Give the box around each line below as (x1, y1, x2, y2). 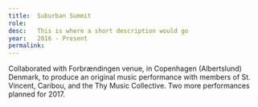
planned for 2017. (8, 89, 66, 99)
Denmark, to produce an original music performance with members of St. (8, 72, 251, 82)
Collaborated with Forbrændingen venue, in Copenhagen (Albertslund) (8, 64, 243, 73)
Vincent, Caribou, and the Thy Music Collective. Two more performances (8, 81, 251, 91)
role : (8, 19, 27, 27)
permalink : (8, 42, 45, 50)
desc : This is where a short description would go (8, 27, 189, 35)
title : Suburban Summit (8, 11, 92, 20)
